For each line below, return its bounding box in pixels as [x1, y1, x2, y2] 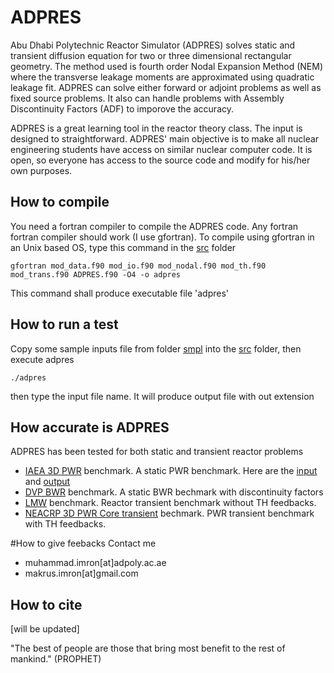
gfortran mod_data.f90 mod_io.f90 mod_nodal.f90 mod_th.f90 [10, 261, 267, 271]
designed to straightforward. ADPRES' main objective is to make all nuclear [10, 132, 320, 145]
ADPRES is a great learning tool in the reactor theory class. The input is [10, 122, 303, 134]
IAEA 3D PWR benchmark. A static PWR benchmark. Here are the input [24, 465, 318, 477]
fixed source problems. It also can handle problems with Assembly [10, 92, 285, 104]
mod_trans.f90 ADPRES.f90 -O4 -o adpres [10, 269, 182, 280]
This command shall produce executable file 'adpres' [10, 287, 230, 299]
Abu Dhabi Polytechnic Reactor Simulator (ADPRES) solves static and [10, 39, 296, 51]
